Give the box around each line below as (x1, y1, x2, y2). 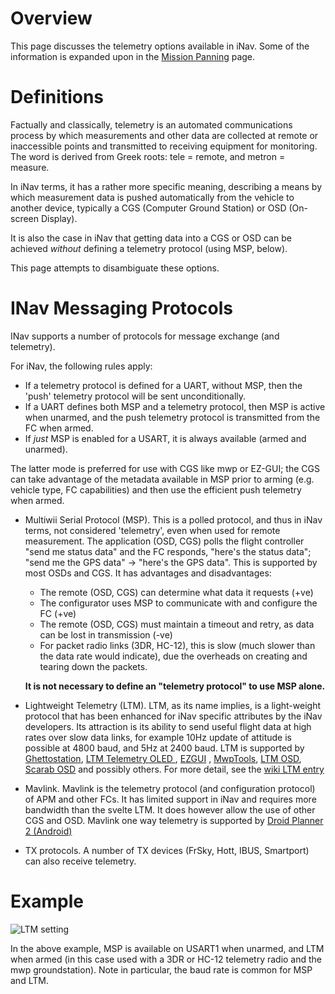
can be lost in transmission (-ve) (39, 628, 173, 641)
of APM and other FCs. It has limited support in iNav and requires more (24, 793, 317, 805)
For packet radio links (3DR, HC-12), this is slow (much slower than (39, 639, 316, 651)
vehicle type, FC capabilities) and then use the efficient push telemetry (10, 483, 302, 496)
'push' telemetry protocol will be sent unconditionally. (24, 390, 247, 402)
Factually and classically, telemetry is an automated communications (10, 118, 293, 131)
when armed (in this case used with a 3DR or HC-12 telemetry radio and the (10, 953, 323, 965)
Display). (40, 212, 78, 224)
